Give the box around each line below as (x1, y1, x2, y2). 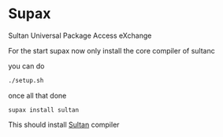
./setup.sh (8, 76, 44, 84)
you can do (8, 61, 45, 71)
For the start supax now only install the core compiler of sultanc (8, 46, 215, 55)
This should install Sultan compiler (8, 120, 120, 129)
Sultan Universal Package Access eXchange (8, 31, 152, 40)
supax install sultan (8, 106, 80, 114)
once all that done (8, 91, 67, 100)
